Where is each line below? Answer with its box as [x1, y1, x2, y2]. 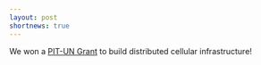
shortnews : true [9, 21, 70, 30]
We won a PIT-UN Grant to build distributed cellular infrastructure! [9, 45, 253, 56]
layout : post [9, 12, 58, 22]
